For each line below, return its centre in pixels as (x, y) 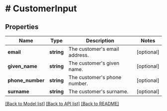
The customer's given (94, 63)
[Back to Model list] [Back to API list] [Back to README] (62, 104)
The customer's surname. (98, 92)
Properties (22, 27)
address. (79, 55)
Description (100, 41)
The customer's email (94, 49)
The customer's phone (95, 77)
